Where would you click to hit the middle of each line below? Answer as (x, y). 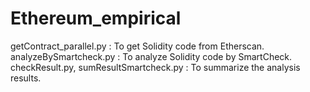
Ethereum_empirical (96, 18)
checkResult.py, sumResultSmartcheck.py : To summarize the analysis (155, 67)
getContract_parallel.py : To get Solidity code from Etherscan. (137, 46)
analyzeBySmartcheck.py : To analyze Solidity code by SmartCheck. (151, 56)
